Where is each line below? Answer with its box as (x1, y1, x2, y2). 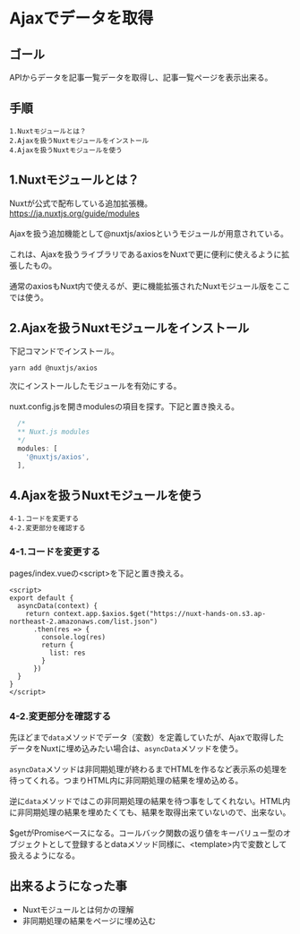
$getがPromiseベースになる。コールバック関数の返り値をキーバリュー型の (9, 827, 284, 838)
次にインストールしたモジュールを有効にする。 (9, 381, 182, 391)
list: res (48, 648, 87, 657)
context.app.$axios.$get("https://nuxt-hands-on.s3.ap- (53, 609, 267, 618)
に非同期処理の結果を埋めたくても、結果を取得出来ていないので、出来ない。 (9, 807, 291, 818)
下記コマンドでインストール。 (9, 346, 119, 356)
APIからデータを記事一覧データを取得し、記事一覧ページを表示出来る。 (9, 73, 273, 82)
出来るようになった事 (9, 878, 127, 894)
